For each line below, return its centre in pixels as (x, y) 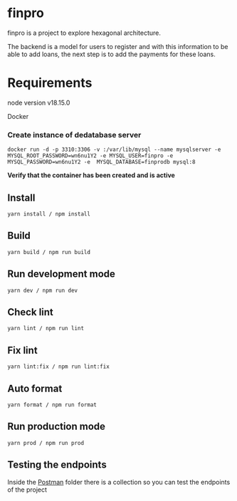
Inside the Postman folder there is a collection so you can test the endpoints (119, 482)
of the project (27, 490)
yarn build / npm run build (49, 252)
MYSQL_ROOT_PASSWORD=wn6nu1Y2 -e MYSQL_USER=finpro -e (90, 156)
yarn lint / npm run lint (46, 329)
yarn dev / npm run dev (43, 290)
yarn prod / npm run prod (46, 443)
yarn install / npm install (49, 214)
